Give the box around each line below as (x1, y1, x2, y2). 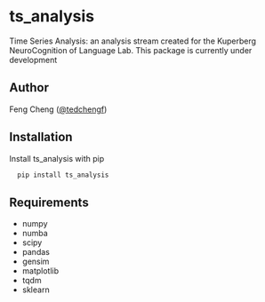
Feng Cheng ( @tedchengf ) (9, 104, 108, 115)
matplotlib (21, 266, 60, 276)
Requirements (9, 195, 89, 210)
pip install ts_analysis (17, 171, 109, 179)
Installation (9, 130, 73, 145)
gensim (21, 256, 50, 267)
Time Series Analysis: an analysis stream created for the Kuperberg (9, 36, 256, 46)
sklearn (21, 284, 51, 295)
